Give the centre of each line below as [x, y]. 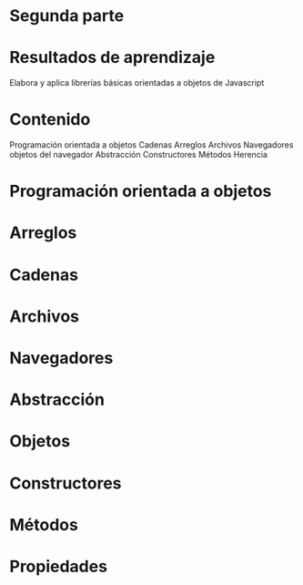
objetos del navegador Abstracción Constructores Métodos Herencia [139, 155]
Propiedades [58, 566]
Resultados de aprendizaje [112, 58]
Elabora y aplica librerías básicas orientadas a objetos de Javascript [137, 83]
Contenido [50, 120]
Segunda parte [67, 16]
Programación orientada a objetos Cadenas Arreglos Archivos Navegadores [151, 145]
